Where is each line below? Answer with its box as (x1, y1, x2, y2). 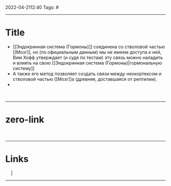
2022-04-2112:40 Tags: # (5, 5, 59, 10)
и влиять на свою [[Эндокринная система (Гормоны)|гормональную (12, 59, 162, 66)
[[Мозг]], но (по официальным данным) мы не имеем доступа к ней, (12, 49, 162, 55)
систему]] (12, 65, 35, 71)
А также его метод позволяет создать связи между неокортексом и (12, 71, 162, 77)
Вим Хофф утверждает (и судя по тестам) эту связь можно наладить (12, 54, 163, 60)
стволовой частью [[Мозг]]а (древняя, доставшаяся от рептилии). (12, 76, 157, 82)
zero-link (5, 114, 44, 126)
